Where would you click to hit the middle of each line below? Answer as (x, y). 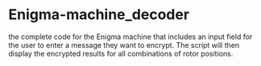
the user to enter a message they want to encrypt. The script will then (124, 45)
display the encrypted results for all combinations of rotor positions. (121, 53)
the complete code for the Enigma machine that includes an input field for (130, 37)
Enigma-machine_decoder (99, 15)
